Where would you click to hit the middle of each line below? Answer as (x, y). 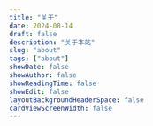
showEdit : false (39, 91)
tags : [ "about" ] (39, 59)
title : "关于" (34, 17)
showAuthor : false (43, 75)
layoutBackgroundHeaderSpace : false (76, 100)
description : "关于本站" (52, 42)
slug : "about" (35, 51)
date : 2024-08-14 (41, 26)
